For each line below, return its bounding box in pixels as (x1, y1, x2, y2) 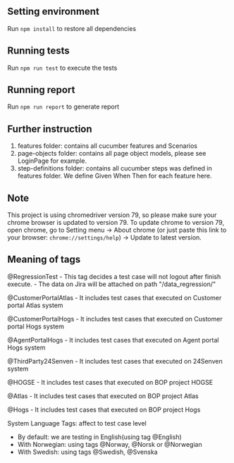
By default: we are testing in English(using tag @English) (17, 433, 182, 441)
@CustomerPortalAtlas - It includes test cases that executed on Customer (7, 293, 222, 302)
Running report (7, 84, 75, 96)
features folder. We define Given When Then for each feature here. (17, 172, 212, 180)
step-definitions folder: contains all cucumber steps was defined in (17, 164, 213, 173)
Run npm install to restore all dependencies (7, 24, 136, 32)
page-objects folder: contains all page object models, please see (17, 149, 207, 158)
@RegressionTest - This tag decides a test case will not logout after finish (7, 272, 221, 280)
